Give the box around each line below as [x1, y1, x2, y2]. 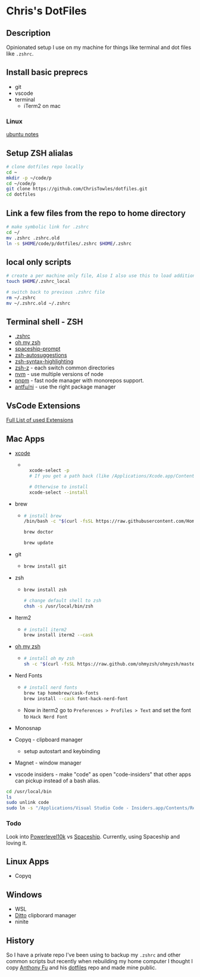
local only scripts [6, 257, 71, 267]
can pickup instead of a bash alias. [14, 777, 101, 784]
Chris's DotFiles [6, 4, 87, 18]
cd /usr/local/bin [6, 788, 52, 794]
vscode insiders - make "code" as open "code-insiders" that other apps [14, 770, 192, 778]
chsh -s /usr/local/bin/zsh [23, 603, 93, 609]
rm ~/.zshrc [6, 294, 36, 301]
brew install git [23, 563, 67, 569]
